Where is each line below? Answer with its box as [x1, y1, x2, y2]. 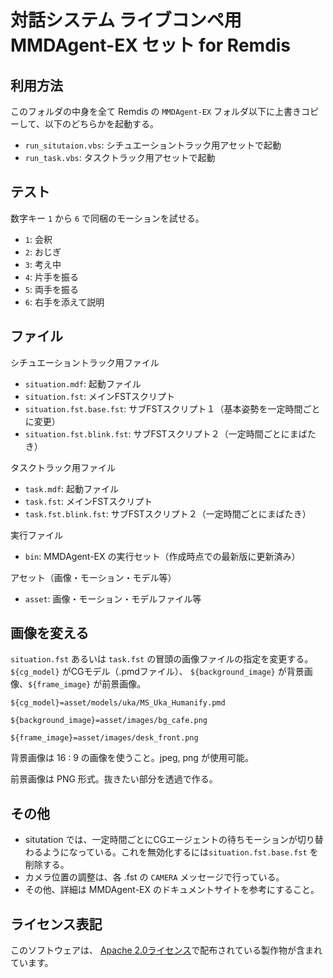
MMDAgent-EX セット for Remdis [10, 34, 292, 57]
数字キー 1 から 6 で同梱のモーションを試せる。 [10, 212, 205, 224]
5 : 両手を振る [24, 283, 79, 295]
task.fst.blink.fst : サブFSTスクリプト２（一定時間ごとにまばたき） [24, 507, 312, 520]
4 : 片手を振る [24, 271, 79, 283]
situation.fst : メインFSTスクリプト [24, 390, 176, 402]
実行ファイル [10, 529, 63, 541]
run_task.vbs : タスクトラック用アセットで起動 [24, 152, 216, 163]
